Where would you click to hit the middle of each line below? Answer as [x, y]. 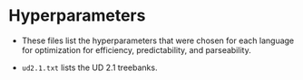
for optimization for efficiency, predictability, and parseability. [136, 49]
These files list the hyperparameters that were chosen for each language [158, 40]
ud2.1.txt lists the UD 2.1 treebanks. [89, 67]
